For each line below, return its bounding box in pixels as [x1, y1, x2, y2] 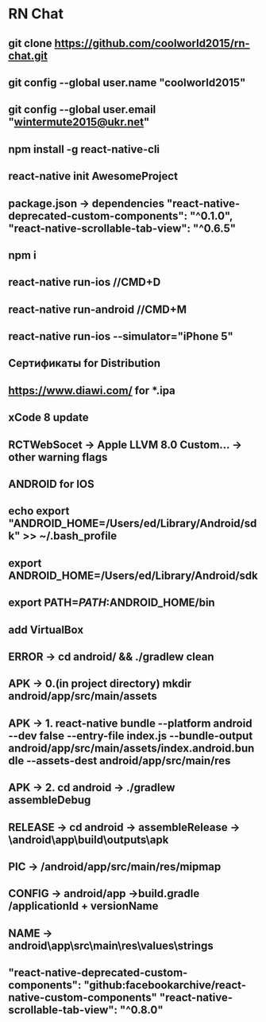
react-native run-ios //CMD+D [8, 275, 161, 289]
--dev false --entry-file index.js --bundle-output [8, 729, 253, 743]
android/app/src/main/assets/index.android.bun [8, 741, 255, 755]
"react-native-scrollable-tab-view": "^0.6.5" [8, 221, 237, 235]
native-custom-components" [8, 991, 157, 1004]
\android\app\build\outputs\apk [8, 833, 169, 846]
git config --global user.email [8, 103, 156, 116]
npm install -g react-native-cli [8, 142, 160, 156]
